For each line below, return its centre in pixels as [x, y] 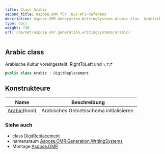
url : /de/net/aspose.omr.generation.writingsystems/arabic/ [68, 32]
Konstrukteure [28, 89]
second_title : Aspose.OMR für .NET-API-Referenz [56, 14]
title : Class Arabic [26, 10]
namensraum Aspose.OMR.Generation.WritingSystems [67, 141]
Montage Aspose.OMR [35, 146]
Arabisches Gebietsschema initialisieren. [88, 110]
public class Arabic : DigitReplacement [47, 73]
